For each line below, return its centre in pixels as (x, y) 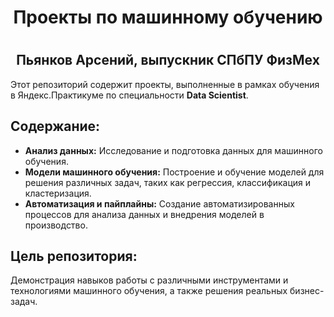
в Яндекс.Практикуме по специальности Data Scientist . (129, 95)
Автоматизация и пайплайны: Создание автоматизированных (159, 203)
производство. (56, 225)
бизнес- (307, 291)
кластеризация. (58, 193)
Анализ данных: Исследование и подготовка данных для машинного (173, 150)
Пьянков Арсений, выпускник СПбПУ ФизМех (168, 60)
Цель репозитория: (74, 256)
